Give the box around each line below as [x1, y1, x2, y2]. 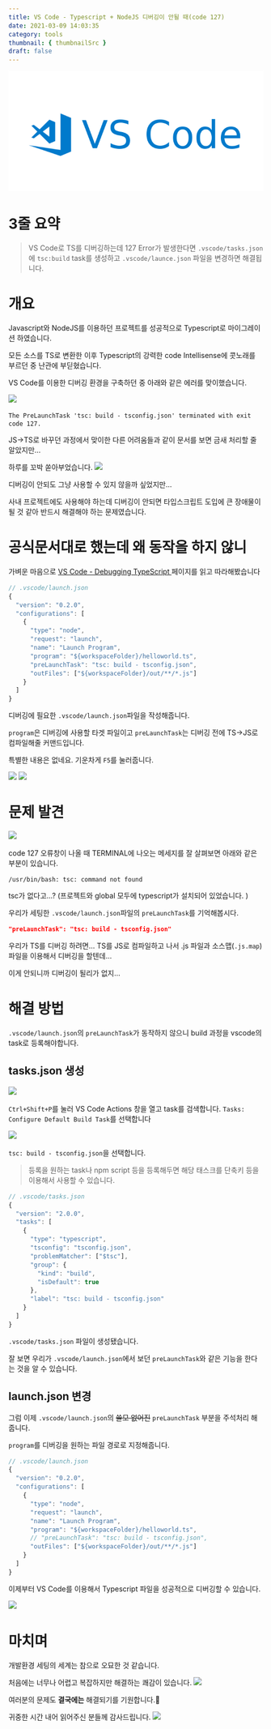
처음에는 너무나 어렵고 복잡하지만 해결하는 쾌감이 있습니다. [8, 1677, 193, 1687]
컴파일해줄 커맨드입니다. [8, 738, 85, 748]
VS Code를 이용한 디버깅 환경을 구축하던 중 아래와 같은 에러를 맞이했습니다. [8, 378, 247, 387]
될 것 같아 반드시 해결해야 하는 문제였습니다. [8, 507, 147, 516]
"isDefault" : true [37, 1278, 100, 1286]
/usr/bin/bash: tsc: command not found [8, 876, 143, 884]
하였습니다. [16, 333, 53, 343]
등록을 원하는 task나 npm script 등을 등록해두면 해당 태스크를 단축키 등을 [28, 1165, 260, 1175]
